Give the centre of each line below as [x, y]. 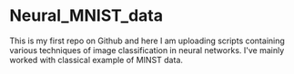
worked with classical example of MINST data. [96, 60]
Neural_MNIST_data [86, 16]
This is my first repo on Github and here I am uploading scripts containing [147, 41]
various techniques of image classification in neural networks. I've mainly [147, 50]
